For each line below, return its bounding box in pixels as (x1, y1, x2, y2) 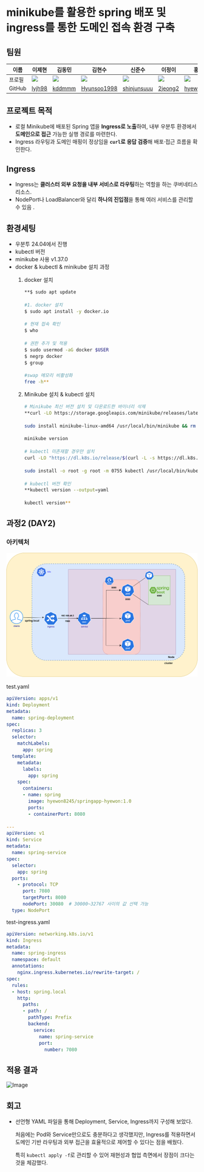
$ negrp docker (24, 353, 63, 359)
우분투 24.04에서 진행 (15, 240, 68, 247)
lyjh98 (31, 85, 47, 92)
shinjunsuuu (122, 85, 154, 92)
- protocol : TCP (17, 882, 59, 888)
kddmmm (52, 85, 76, 92)
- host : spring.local (12, 989, 67, 995)
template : (12, 753, 36, 759)
